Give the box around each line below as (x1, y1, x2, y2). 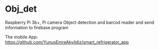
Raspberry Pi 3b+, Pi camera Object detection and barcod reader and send (5, 19, 155, 25)
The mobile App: (5, 34, 38, 40)
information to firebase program (5, 24, 69, 30)
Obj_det (5, 3, 37, 15)
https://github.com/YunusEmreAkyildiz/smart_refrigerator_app (5, 39, 129, 45)
